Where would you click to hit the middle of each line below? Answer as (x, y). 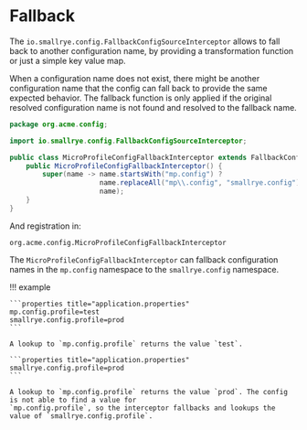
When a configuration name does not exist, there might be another (135, 78)
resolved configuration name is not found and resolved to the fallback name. (153, 107)
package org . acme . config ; (58, 124)
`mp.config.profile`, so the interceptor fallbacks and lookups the (143, 408)
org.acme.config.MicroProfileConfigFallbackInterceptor (118, 242)
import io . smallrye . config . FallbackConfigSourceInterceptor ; (128, 141)
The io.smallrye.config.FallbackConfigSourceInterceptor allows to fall (145, 41)
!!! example (30, 287)
